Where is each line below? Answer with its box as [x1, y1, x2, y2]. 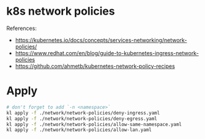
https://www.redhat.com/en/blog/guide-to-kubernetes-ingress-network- [15, 49, 199, 56]
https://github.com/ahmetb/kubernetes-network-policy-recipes [15, 62, 176, 70]
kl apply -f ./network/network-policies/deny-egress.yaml [6, 115, 157, 122]
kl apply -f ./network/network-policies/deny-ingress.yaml [6, 110, 160, 116]
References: [6, 24, 37, 32]
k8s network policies [6, 4, 115, 18]
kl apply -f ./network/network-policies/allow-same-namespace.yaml [6, 121, 182, 127]
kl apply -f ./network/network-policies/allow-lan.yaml [6, 127, 152, 133]
